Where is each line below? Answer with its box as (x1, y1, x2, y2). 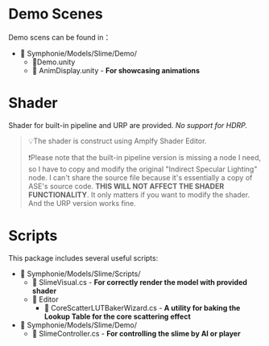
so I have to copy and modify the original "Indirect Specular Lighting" (27, 164, 258, 174)
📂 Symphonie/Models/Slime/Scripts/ (19, 269, 141, 278)
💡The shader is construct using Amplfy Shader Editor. (27, 136, 207, 146)
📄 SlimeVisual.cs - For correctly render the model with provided (31, 277, 248, 286)
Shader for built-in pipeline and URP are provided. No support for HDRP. (8, 120, 248, 130)
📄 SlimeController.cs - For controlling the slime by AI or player (31, 328, 241, 338)
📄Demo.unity (31, 57, 76, 67)
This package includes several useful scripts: (8, 253, 159, 262)
